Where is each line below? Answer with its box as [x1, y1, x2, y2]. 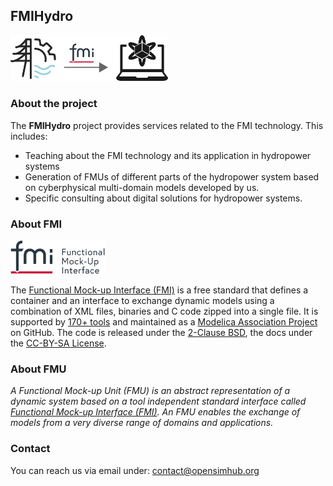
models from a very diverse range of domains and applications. [10, 417, 274, 429]
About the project [10, 97, 98, 111]
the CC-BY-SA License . [10, 337, 107, 349]
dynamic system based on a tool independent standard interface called [10, 395, 307, 408]
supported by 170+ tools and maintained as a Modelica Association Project [10, 316, 318, 328]
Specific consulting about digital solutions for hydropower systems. [24, 192, 303, 204]
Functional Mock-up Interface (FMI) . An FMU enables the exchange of [10, 406, 301, 418]
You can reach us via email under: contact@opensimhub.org [10, 464, 260, 476]
